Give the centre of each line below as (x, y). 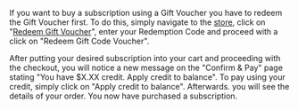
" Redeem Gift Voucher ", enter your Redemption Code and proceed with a (144, 31)
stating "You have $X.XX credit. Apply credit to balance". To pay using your (147, 77)
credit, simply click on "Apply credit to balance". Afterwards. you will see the (149, 86)
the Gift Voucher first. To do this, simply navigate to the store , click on (137, 22)
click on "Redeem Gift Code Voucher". (79, 41)
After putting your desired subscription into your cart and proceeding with (145, 58)
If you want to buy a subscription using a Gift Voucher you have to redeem (146, 13)
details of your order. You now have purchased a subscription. (124, 96)
